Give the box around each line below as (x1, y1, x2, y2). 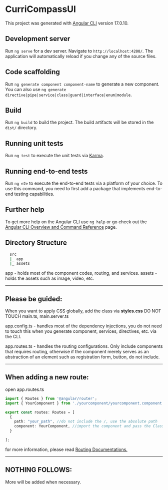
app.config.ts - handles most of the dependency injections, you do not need (5, 323, 162, 329)
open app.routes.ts (5, 386, 44, 392)
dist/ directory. (5, 125, 37, 131)
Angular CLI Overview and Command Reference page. (5, 224, 117, 230)
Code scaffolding (5, 68, 60, 76)
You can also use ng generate (5, 86, 66, 92)
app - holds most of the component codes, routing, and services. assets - (5, 270, 157, 276)
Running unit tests (5, 139, 63, 148)
